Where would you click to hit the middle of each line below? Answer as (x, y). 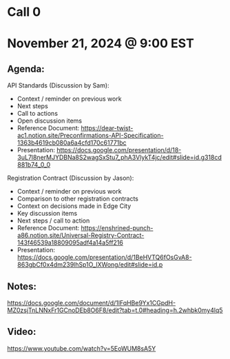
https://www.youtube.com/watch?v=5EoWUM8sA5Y (82, 348)
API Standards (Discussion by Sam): (58, 85)
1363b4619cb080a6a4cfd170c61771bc (72, 143)
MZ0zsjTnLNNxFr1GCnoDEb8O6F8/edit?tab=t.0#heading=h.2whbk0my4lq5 (115, 310)
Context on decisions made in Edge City (74, 206)
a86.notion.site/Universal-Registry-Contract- (81, 236)
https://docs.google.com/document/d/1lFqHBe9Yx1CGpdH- (92, 303)
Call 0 (24, 12)
